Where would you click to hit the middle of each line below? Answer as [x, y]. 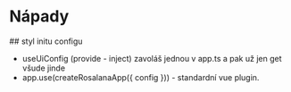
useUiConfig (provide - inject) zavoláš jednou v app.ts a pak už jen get [152, 58]
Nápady [39, 17]
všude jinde [43, 68]
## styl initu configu [46, 41]
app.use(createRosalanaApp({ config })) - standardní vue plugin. [141, 77]
